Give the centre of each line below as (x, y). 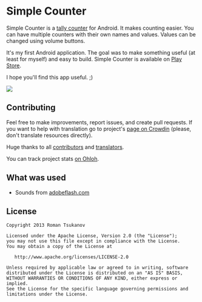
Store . (14, 65)
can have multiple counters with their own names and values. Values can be (101, 34)
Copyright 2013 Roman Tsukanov (46, 226)
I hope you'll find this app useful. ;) (50, 77)
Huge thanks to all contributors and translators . (65, 147)
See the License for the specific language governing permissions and (97, 289)
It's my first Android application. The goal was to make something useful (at (101, 52)
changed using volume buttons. (46, 41)
